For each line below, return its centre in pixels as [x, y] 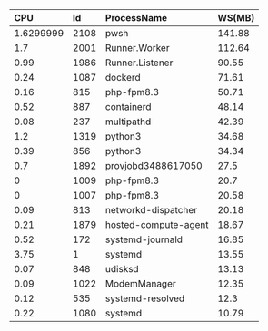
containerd [128, 107]
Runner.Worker [137, 48]
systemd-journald [144, 239]
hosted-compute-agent [157, 224]
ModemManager [141, 283]
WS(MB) [236, 18]
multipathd [128, 122]
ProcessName [136, 18]
